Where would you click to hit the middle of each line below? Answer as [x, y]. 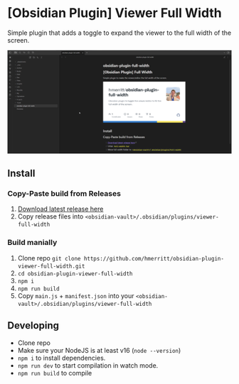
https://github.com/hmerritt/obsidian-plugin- [154, 258]
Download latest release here [60, 209]
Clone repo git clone [49, 258]
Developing [33, 325]
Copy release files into [51, 216]
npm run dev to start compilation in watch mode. [88, 365]
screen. [18, 40]
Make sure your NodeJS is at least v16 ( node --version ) [99, 350]
